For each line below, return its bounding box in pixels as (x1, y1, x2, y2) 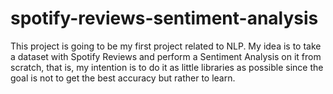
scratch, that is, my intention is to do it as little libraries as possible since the (10, 61, 324, 73)
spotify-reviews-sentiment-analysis (10, 7, 319, 30)
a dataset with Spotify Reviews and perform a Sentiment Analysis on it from (10, 50, 322, 62)
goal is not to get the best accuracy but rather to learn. (10, 72, 236, 84)
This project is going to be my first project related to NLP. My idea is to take (10, 40, 322, 52)
